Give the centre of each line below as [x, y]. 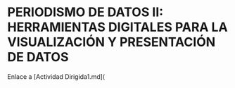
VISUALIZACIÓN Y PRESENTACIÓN [112, 42]
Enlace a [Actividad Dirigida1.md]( [56, 76]
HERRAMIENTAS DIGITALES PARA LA [118, 27]
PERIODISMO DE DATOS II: [85, 12]
